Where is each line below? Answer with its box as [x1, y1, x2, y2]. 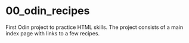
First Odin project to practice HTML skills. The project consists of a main [5, 24, 184, 31]
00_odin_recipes [5, 4, 90, 18]
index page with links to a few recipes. [5, 29, 100, 37]
